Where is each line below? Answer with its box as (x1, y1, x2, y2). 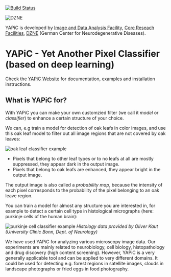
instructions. (5, 81, 32, 87)
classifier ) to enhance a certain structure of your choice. (5, 115, 124, 121)
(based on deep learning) (5, 59, 115, 71)
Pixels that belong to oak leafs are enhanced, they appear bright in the (12, 166, 161, 172)
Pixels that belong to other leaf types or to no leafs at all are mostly (12, 155, 154, 161)
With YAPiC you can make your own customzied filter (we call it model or (5, 109, 159, 116)
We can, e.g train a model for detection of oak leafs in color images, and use (5, 125, 166, 131)
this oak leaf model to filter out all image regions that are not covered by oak (5, 130, 166, 136)
